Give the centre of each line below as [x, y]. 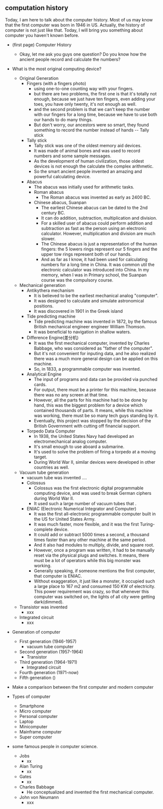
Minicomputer [33, 726]
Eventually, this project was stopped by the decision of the [92, 420]
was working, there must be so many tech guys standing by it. [96, 415]
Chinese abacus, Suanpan [60, 202]
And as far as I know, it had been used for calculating [94, 259]
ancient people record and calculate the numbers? [70, 59]
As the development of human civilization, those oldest [89, 161]
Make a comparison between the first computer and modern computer [83, 687]
